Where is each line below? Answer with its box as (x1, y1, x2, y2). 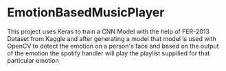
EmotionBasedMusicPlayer (7, 5, 165, 20)
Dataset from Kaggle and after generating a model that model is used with (7, 34, 216, 42)
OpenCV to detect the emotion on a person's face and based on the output (7, 42, 219, 50)
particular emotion (7, 56, 60, 64)
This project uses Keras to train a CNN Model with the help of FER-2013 (7, 27, 210, 35)
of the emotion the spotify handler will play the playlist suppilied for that (7, 49, 210, 57)
